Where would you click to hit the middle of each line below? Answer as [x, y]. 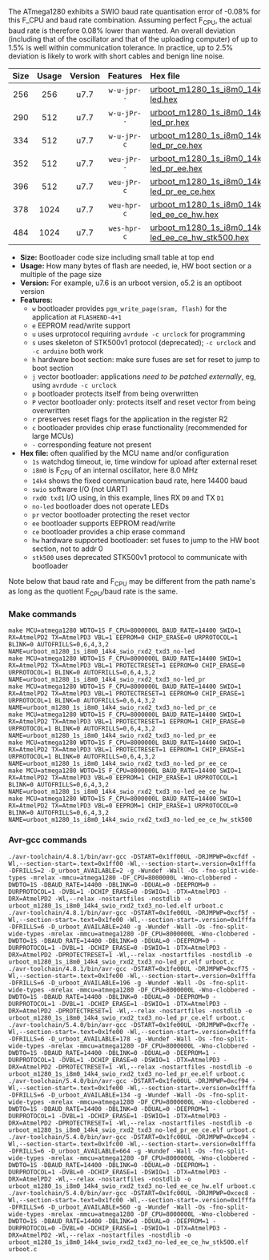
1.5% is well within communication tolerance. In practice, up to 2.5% [121, 47]
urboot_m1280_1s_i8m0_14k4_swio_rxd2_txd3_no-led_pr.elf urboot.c [121, 962]
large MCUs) [53, 436]
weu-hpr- [125, 205]
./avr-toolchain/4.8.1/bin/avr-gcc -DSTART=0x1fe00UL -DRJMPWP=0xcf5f [128, 912]
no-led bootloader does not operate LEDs [100, 506]
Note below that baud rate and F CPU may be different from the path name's [132, 582]
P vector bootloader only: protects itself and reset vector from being [144, 402]
